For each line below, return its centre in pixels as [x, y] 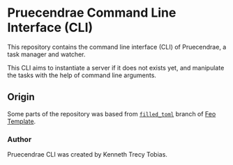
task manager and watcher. [46, 54]
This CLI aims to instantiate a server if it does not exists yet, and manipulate [116, 68]
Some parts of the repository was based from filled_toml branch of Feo [112, 113]
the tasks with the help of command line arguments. [82, 75]
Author [20, 139]
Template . [22, 121]
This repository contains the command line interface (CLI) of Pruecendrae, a [117, 47]
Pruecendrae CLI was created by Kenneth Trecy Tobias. [87, 155]
